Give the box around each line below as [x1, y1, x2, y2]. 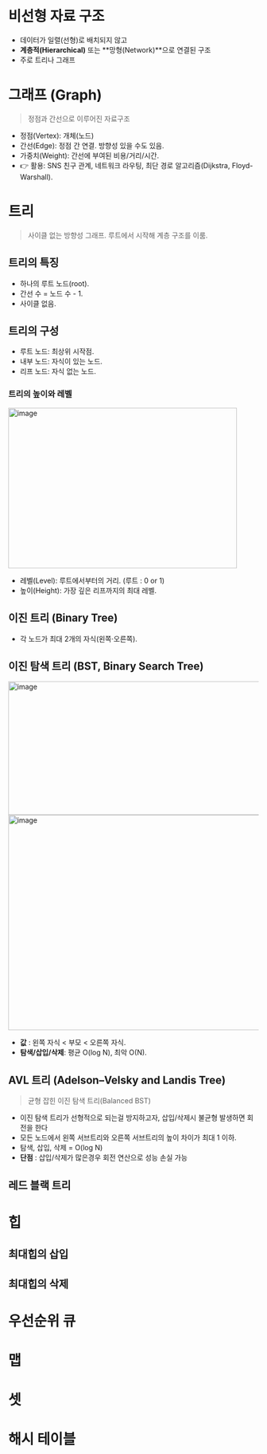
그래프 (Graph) [8, 86, 103, 104]
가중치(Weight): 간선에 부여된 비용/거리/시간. [19, 151, 160, 160]
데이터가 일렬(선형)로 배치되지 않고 [19, 35, 128, 45]
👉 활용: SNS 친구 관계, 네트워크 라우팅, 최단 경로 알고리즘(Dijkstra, [19, 160, 230, 170]
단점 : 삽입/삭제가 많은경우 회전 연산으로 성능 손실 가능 [19, 1153, 188, 1162]
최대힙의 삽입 [8, 1248, 69, 1261]
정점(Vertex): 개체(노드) [19, 131, 95, 140]
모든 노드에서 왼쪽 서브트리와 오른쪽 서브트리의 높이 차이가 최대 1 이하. [19, 1133, 237, 1142]
